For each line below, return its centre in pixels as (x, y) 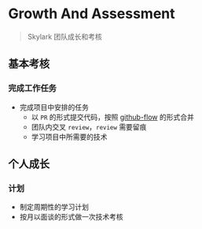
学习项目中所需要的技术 (69, 137)
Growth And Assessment (92, 14)
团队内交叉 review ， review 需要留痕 (89, 126)
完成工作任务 (33, 88)
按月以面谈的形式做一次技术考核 (71, 217)
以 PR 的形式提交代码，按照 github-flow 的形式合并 (112, 117)
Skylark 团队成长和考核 (64, 36)
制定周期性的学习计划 (54, 207)
